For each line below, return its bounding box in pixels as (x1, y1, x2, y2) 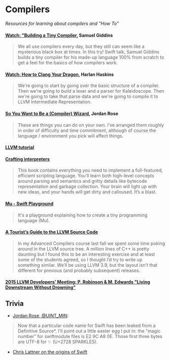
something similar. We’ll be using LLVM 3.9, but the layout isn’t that (17, 262, 158, 268)
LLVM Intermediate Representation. (17, 99, 92, 105)
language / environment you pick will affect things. (17, 132, 123, 139)
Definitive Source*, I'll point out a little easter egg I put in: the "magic (17, 328, 161, 334)
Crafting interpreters (5, 156, 50, 162)
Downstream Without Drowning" (5, 284, 76, 291)
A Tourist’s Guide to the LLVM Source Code (5, 229, 98, 235)
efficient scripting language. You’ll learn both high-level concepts (17, 173, 155, 179)
